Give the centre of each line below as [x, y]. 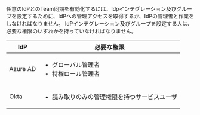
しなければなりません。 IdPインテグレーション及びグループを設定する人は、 [99, 24]
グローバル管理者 [76, 65]
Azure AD [23, 69]
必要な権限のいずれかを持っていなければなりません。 [71, 31]
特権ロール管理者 [76, 74]
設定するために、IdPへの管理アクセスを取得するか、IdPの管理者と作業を [105, 16]
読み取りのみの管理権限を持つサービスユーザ [115, 97]
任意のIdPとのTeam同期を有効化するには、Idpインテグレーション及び [92, 9]
